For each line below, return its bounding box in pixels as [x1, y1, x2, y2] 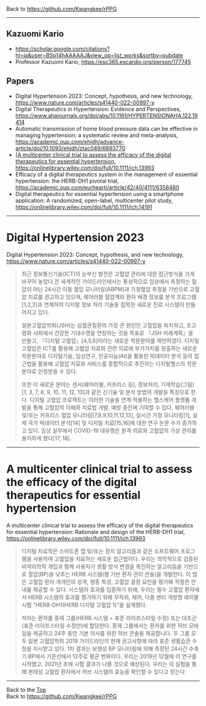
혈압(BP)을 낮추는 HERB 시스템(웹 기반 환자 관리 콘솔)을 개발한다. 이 [28, 570, 191, 578]
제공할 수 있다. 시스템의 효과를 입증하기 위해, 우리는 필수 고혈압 [32, 586, 183, 593]
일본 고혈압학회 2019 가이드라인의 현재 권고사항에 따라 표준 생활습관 [28, 637, 191, 645]
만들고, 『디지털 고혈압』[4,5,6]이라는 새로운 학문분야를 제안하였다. [21, 337, 183, 344]
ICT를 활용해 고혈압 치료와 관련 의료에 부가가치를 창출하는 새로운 [42, 344, 197, 352]
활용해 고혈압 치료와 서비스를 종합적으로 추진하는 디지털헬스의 [37, 359, 186, 367]
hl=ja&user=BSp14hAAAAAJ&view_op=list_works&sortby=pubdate [15, 52, 184, 59]
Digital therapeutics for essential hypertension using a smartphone [15, 190, 184, 197]
